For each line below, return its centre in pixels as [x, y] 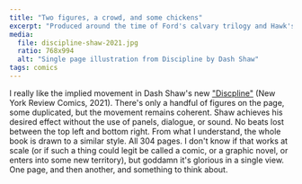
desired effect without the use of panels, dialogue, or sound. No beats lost [147, 121]
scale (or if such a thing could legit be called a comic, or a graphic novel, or [149, 150]
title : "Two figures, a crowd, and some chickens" [106, 18]
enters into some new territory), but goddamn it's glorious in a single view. [147, 160]
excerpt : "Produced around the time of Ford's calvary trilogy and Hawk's [152, 26]
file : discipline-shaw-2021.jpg [78, 43]
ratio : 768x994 [46, 51]
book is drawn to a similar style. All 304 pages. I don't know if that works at [149, 141]
